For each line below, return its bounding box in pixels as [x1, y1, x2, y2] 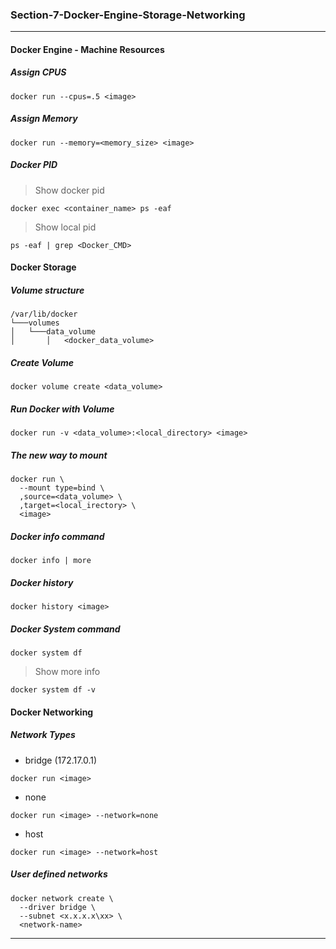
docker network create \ [10, 893, 114, 903]
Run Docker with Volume [10, 403, 115, 415]
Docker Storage [10, 261, 77, 273]
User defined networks [10, 868, 108, 880]
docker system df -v [10, 685, 97, 695]
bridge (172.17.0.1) [24, 754, 98, 766]
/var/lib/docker [10, 309, 78, 320]
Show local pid [34, 221, 97, 233]
